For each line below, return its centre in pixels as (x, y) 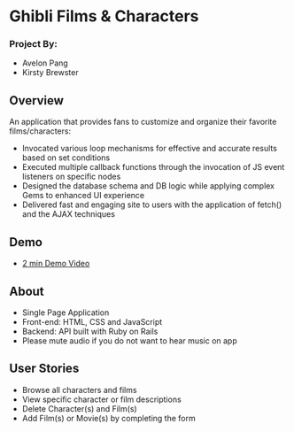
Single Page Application (66, 312)
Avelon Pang (45, 63)
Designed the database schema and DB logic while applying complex (148, 186)
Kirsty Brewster (50, 73)
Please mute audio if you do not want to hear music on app (129, 340)
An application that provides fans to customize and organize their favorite (143, 122)
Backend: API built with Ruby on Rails (90, 331)
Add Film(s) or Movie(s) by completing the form (109, 418)
